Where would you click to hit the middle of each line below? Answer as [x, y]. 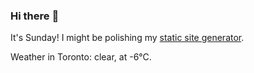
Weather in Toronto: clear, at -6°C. [81, 57]
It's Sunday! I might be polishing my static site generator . [127, 38]
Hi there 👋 [35, 16]
